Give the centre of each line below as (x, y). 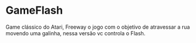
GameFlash (34, 10)
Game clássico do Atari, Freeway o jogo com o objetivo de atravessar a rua (98, 27)
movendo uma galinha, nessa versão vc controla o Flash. (76, 33)
